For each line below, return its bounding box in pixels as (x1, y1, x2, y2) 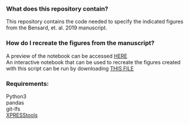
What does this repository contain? (6, 5, 108, 13)
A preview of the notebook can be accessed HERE (6, 52, 128, 59)
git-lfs (6, 105, 20, 112)
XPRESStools (6, 111, 38, 119)
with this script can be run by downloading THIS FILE (6, 65, 134, 72)
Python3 (6, 93, 27, 100)
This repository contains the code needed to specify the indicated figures (6, 18, 184, 25)
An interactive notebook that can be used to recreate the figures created (6, 58, 181, 66)
